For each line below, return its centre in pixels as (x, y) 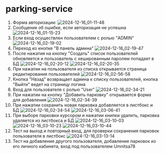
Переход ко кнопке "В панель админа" (53, 48)
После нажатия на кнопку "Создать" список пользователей (75, 53)
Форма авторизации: (34, 22)
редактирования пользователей (46, 74)
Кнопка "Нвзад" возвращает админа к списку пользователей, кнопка (85, 79)
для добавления (30, 100)
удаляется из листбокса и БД (43, 120)
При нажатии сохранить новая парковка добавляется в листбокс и (83, 105)
